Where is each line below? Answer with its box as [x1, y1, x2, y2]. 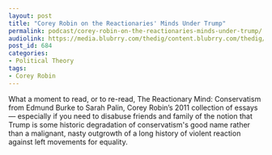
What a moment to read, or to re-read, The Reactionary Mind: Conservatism [8, 94, 261, 103]
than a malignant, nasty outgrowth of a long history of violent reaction [8, 128, 241, 138]
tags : [8, 65, 27, 73]
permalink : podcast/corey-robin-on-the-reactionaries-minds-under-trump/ [8, 27, 263, 35]
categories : [8, 49, 49, 57]
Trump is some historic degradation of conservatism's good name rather [8, 119, 251, 129]
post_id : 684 [8, 42, 53, 50]
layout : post [8, 11, 53, 20]
